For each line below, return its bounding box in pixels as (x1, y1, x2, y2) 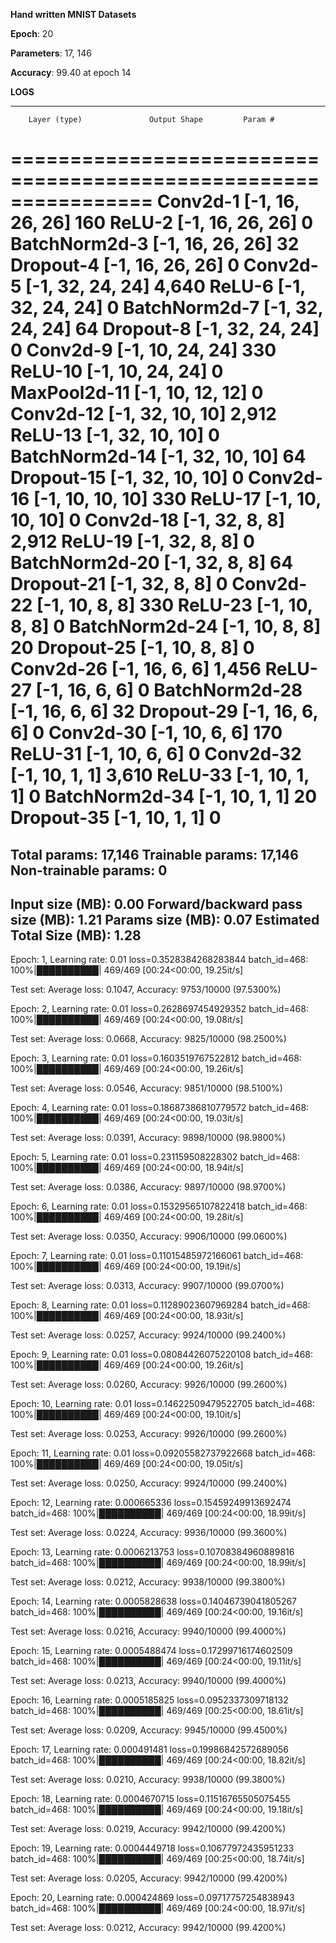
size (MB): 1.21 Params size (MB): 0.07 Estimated (10, 911, 320, 928)
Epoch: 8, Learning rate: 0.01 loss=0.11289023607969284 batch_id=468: (10, 1299, 311, 1311)
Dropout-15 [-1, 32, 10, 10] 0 (10, 467, 245, 489)
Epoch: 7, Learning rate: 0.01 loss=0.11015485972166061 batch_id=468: (10, 1250, 304, 1262)
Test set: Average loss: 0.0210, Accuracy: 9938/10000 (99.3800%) (10, 1774, 286, 1786)
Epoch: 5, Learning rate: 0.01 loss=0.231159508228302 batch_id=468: (10, 1151, 301, 1163)
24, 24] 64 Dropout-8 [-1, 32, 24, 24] (10, 318, 320, 341)
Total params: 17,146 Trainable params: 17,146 (10, 846, 299, 863)
